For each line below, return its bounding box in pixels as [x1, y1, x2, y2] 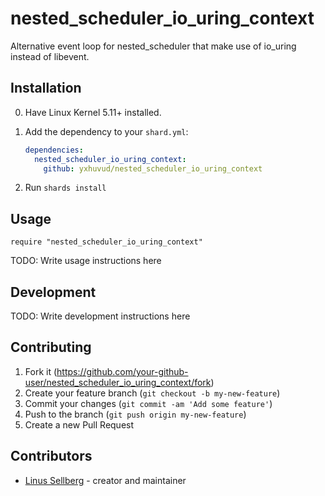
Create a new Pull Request [24, 418, 135, 431]
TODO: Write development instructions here [10, 310, 191, 322]
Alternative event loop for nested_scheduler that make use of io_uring [10, 40, 297, 52]
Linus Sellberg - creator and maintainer [24, 474, 187, 486]
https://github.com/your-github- [56, 365, 189, 377]
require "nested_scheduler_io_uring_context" [10, 237, 203, 247]
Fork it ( [24, 365, 58, 377]
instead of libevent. [10, 50, 90, 62]
